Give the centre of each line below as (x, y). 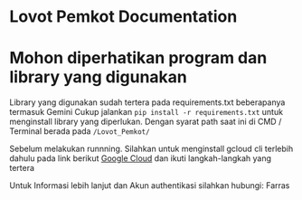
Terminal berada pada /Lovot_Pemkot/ (80, 131)
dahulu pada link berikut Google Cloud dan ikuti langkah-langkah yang (141, 158)
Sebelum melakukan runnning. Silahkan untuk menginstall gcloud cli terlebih (151, 149)
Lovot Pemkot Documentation (123, 17)
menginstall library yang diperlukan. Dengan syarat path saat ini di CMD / (146, 122)
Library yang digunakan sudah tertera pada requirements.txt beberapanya (147, 102)
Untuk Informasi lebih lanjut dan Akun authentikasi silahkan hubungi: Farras (150, 186)
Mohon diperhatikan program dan (138, 58)
